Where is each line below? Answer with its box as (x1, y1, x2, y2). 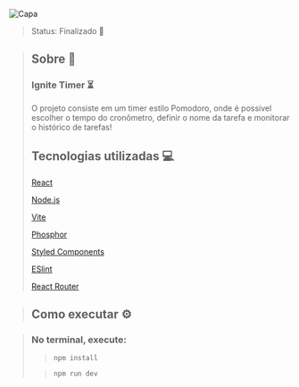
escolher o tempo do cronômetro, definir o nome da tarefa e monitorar (30, 112, 290, 122)
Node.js (30, 194, 61, 205)
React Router (30, 281, 79, 291)
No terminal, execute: (30, 333, 128, 346)
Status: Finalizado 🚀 (30, 26, 104, 36)
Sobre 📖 (30, 52, 76, 67)
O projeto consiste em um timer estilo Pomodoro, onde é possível (30, 103, 272, 114)
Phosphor (30, 229, 68, 240)
